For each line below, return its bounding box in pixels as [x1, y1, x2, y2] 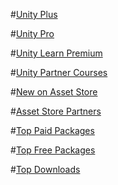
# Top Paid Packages [10, 125, 95, 136]
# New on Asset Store [10, 86, 98, 98]
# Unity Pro [10, 28, 55, 39]
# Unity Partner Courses [10, 67, 108, 78]
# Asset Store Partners [10, 105, 102, 117]
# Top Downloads [10, 164, 81, 175]
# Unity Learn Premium [10, 47, 103, 59]
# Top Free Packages [10, 144, 96, 156]
